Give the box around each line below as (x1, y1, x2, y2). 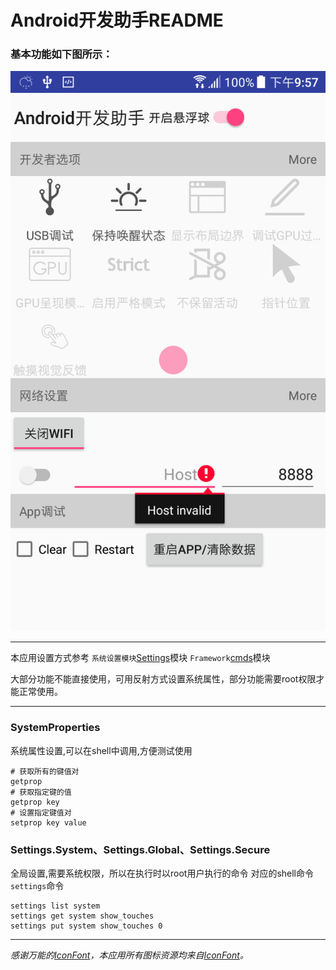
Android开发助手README (10, 9, 224, 32)
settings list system (10, 901, 101, 911)
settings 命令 (10, 880, 65, 892)
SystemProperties (10, 721, 101, 735)
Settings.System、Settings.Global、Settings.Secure (10, 842, 271, 856)
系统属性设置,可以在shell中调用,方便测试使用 (10, 744, 193, 756)
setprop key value (10, 817, 87, 828)
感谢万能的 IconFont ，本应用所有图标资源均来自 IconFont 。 (10, 949, 249, 961)
